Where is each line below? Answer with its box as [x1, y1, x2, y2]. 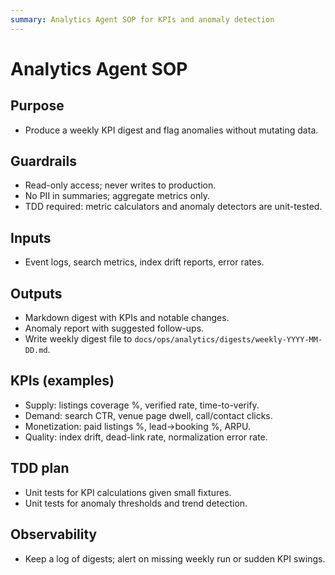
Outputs [10, 285, 63, 302]
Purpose [10, 97, 65, 115]
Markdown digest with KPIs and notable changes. [24, 312, 230, 324]
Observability [10, 526, 98, 543]
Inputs [10, 229, 52, 246]
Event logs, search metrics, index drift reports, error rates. [24, 256, 265, 268]
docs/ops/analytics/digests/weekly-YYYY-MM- [134, 335, 323, 345]
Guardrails [10, 153, 77, 170]
